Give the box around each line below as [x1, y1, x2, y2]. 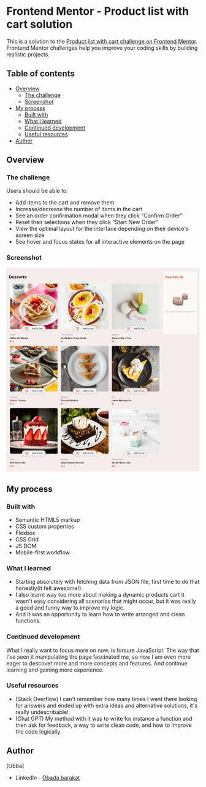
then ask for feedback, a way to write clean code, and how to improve [15, 721, 192, 729]
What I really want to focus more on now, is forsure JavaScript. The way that [6, 646, 199, 654]
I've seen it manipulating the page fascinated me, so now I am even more [6, 653, 191, 661]
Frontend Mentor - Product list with [6, 4, 189, 18]
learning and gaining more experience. [6, 666, 104, 673]
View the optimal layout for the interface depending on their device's [15, 225, 189, 233]
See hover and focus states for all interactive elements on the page [15, 238, 185, 246]
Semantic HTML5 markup [15, 516, 80, 523]
